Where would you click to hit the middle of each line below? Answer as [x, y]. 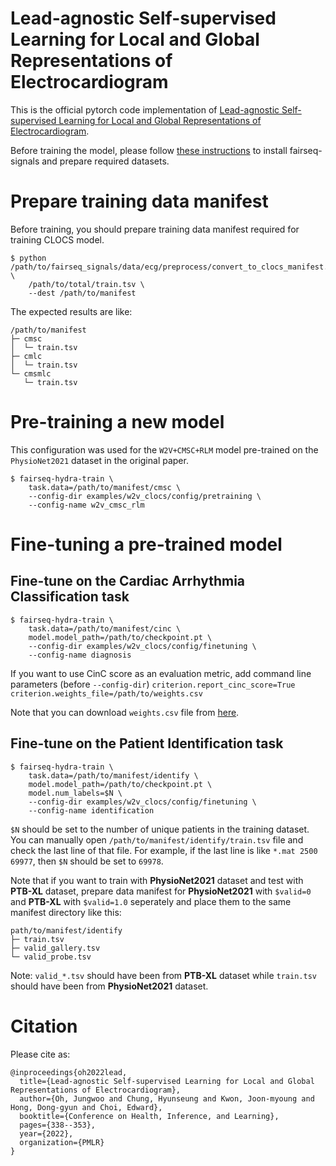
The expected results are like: [71, 311]
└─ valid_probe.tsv [51, 957]
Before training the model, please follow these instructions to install [149, 150]
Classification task [70, 597]
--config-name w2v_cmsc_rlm [86, 505]
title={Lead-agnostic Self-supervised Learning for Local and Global [167, 1081]
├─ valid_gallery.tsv [55, 948]
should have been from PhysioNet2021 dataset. [109, 986]
